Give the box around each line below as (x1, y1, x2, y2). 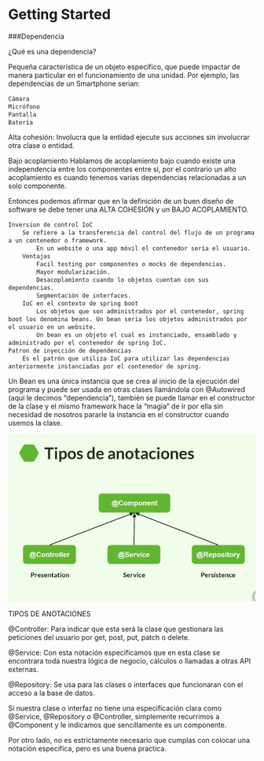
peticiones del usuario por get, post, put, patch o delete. (8, 633, 190, 642)
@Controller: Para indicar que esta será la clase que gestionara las (8, 624, 224, 634)
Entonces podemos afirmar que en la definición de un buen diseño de (8, 196, 234, 205)
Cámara (8, 94, 30, 103)
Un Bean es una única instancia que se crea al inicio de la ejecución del (8, 376, 240, 386)
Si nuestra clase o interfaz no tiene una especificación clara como (8, 704, 222, 713)
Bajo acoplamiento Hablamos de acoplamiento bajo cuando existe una (8, 156, 236, 165)
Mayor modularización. (36, 268, 111, 276)
